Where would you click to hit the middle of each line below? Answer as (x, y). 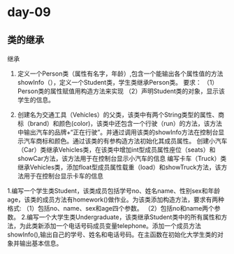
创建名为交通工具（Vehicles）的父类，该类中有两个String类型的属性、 (118, 115)
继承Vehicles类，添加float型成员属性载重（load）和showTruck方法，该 (119, 167)
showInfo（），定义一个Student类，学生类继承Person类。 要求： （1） (118, 83)
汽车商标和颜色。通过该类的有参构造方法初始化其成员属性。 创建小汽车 (125, 141)
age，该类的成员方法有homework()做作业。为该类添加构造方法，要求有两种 (116, 199)
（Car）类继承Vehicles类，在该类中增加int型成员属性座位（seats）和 (116, 150)
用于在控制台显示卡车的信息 (63, 176)
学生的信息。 (36, 100)
